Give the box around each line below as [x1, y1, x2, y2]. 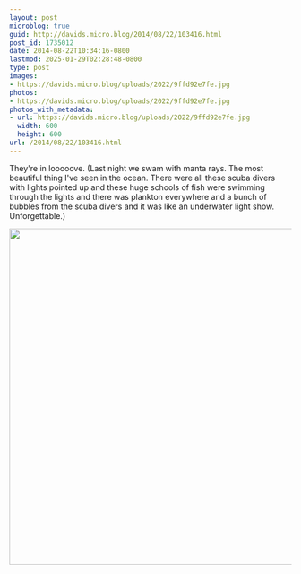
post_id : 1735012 [9, 38, 74, 48]
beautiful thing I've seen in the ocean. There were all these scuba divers [9, 172, 276, 183]
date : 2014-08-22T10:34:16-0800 [9, 47, 130, 56]
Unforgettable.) [9, 210, 65, 221]
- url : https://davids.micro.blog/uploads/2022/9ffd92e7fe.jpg [9, 113, 251, 122]
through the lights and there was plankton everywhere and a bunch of [9, 191, 267, 202]
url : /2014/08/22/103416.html [9, 138, 123, 147]
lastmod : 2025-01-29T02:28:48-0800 [9, 55, 142, 64]
